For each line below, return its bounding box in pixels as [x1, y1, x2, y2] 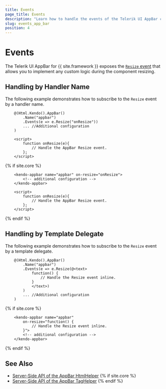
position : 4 [5, 26, 30, 31]
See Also [5, 359, 33, 368]
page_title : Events [5, 12, 45, 17]
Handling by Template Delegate [5, 230, 104, 238]
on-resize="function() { [23, 319, 74, 324]
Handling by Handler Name [5, 83, 90, 91]
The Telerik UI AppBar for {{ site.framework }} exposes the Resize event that [5, 63, 161, 69]
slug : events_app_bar [5, 21, 50, 26]
